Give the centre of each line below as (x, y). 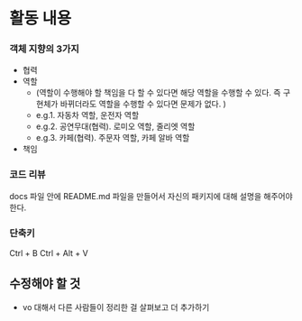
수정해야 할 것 (45, 284)
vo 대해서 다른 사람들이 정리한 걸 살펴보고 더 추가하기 (116, 307)
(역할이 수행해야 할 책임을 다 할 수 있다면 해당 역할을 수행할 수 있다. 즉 (158, 93)
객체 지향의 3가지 (44, 49)
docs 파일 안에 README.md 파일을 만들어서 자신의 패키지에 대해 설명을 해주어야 (151, 196)
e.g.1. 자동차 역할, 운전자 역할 (87, 115)
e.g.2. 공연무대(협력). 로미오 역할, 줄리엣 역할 (115, 126)
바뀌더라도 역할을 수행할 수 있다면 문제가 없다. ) (143, 104)
